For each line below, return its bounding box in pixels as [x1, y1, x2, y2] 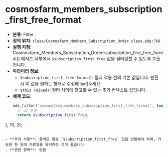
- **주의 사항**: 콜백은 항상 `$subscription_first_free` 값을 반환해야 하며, [5, 136, 156, 141]
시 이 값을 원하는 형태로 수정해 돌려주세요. [20, 80, 102, 86]
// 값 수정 [17, 108, 37, 113]
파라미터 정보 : [12, 68, 40, 74]
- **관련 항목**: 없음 [5, 147, 47, 152]
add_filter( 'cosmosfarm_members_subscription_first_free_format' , [12, 103, 154, 108]
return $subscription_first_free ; [17, 112, 89, 117]
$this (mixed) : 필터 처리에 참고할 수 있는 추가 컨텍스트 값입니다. [20, 87, 147, 93]
